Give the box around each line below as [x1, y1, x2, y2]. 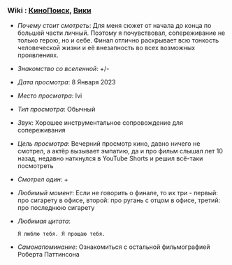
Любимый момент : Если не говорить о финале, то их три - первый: [17, 189, 219, 197]
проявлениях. [17, 51, 59, 59]
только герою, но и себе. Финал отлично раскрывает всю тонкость [17, 36, 219, 45]
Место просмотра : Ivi [17, 91, 82, 100]
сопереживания [17, 126, 66, 135]
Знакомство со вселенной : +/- [17, 65, 110, 73]
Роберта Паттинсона [17, 250, 80, 259]
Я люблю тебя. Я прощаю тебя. [17, 231, 106, 238]
